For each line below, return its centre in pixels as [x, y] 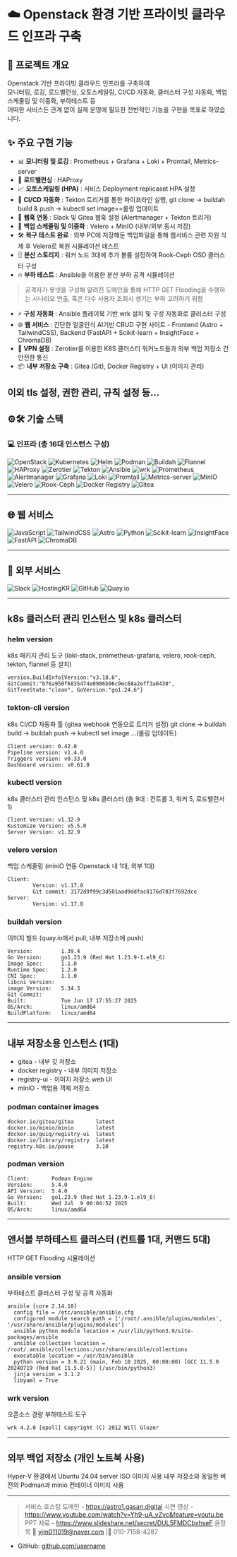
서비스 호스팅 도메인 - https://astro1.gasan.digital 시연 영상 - [109, 1507]
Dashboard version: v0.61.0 [49, 765]
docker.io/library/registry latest [61, 1140]
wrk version [28, 1398]
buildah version [35, 922]
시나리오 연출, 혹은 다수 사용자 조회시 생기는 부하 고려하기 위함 [117, 298]
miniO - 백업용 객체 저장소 [54, 1088]
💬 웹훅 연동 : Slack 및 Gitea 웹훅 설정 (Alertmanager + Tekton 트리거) [114, 217]
